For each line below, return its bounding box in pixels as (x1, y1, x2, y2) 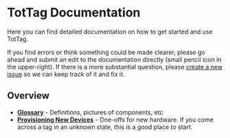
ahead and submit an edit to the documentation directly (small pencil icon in (7, 55, 222, 63)
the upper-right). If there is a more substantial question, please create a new (7, 62, 223, 71)
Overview (7, 90, 50, 102)
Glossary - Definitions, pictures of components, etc (16, 108, 163, 116)
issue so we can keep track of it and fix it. (7, 70, 125, 78)
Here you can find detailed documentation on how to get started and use (7, 27, 213, 36)
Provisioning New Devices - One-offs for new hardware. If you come (16, 115, 214, 124)
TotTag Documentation (7, 5, 141, 21)
